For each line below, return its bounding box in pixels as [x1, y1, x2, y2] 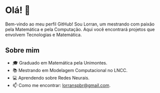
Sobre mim [5, 46, 40, 54]
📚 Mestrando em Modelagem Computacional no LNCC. [12, 67, 127, 73]
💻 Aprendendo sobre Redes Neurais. [12, 74, 90, 80]
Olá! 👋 [5, 4, 30, 16]
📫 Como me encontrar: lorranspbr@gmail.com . [12, 82, 111, 88]
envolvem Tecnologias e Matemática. [5, 31, 82, 37]
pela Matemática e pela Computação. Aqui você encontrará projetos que [5, 26, 155, 32]
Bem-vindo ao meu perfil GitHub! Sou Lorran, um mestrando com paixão [5, 21, 155, 27]
